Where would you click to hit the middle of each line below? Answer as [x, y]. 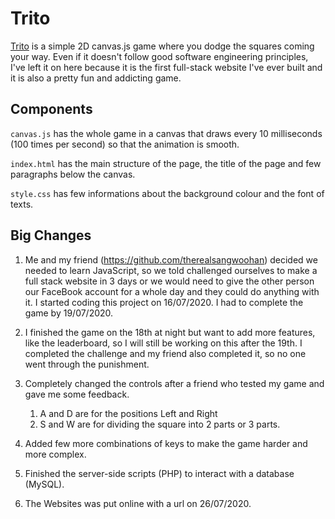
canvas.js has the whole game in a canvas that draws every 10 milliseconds [166, 133]
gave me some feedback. [77, 394]
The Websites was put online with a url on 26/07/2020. [138, 503]
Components [51, 109]
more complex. [55, 454]
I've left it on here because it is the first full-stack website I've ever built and [166, 67]
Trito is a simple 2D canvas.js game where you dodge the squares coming [162, 46]
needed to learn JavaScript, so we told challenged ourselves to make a [171, 270]
